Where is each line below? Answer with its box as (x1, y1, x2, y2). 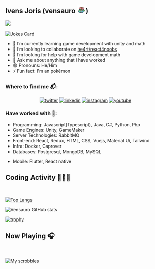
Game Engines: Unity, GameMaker (12, 127, 85, 133)
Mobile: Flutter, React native (12, 158, 72, 165)
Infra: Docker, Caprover (12, 143, 62, 150)
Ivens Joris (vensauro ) (5, 7, 89, 15)
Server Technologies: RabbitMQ (12, 132, 80, 138)
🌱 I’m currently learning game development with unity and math (12, 40, 146, 46)
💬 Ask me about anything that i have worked (12, 57, 106, 63)
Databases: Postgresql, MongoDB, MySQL (12, 149, 102, 155)
